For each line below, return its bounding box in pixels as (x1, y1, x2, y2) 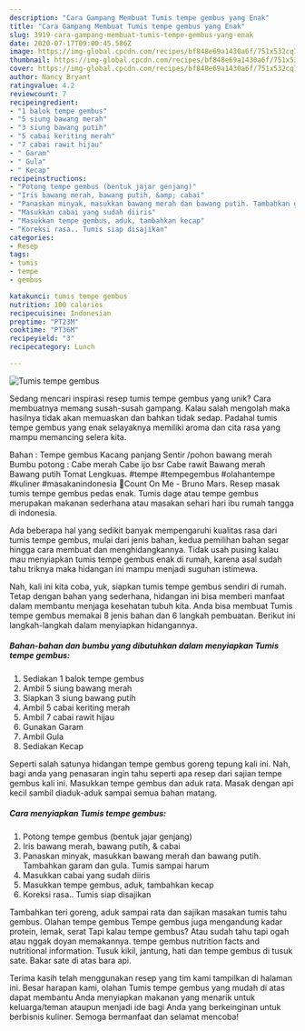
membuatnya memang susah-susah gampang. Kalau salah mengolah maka (9, 402, 290, 414)
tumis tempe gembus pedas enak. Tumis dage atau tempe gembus (9, 487, 259, 498)
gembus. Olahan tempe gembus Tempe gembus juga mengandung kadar (9, 916, 283, 927)
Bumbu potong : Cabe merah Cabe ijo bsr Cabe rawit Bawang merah (9, 458, 266, 469)
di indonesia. (9, 506, 57, 518)
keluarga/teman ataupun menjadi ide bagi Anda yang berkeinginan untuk (9, 1001, 281, 1012)
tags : (9, 250, 30, 259)
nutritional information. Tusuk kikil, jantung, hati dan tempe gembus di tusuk (9, 945, 293, 956)
